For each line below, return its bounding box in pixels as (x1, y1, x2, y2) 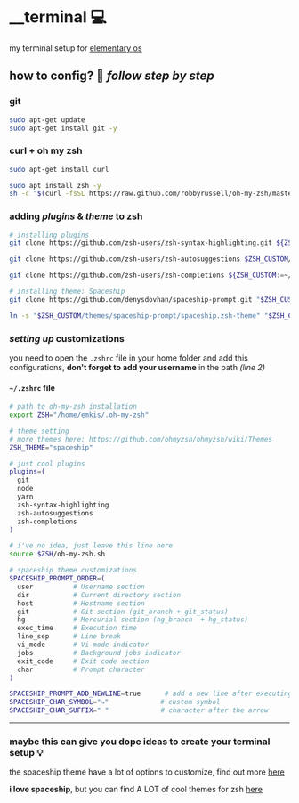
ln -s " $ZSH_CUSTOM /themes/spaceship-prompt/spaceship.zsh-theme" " (9, 311, 269, 320)
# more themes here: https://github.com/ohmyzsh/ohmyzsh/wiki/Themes (9, 434, 273, 443)
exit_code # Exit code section (17, 656, 149, 666)
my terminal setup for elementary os (9, 42, 142, 53)
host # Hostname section (17, 598, 145, 608)
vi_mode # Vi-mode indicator (17, 640, 149, 650)
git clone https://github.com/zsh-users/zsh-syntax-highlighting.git (9, 239, 273, 247)
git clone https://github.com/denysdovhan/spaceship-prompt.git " (9, 295, 261, 304)
